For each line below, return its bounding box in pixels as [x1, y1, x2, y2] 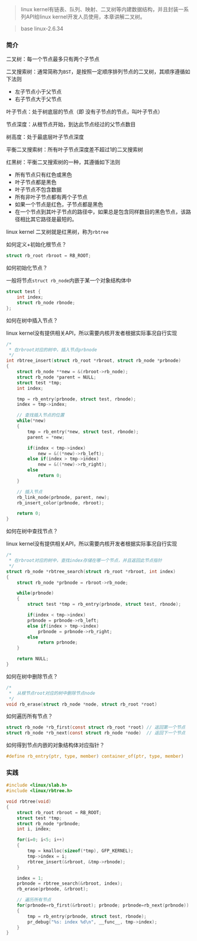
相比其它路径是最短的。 [20, 216, 77, 223]
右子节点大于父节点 [14, 96, 62, 103]
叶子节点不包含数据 [14, 186, 62, 193]
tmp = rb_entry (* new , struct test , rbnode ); [27, 428, 139, 435]
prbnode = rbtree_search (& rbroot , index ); [17, 880, 123, 886]
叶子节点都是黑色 [14, 179, 57, 186]
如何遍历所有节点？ [6, 713, 53, 720]
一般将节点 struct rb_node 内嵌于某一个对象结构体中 [6, 277, 132, 284]
